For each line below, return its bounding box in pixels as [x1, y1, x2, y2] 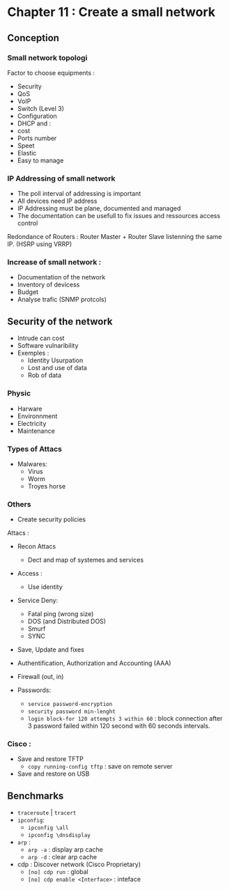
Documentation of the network [17, 273, 106, 282]
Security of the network [7, 315, 113, 328]
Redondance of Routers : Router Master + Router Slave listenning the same [7, 233, 222, 241]
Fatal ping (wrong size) [27, 610, 94, 618]
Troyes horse [27, 482, 66, 490]
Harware [17, 404, 43, 413]
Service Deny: [17, 597, 59, 605]
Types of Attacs [7, 444, 63, 454]
